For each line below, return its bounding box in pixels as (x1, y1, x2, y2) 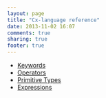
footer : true (7, 42, 45, 49)
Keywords (17, 61, 46, 69)
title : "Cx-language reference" (7, 17, 100, 23)
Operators (17, 68, 46, 77)
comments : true (7, 29, 51, 37)
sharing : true (7, 36, 48, 43)
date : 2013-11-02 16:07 (7, 23, 76, 30)
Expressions (17, 84, 52, 91)
